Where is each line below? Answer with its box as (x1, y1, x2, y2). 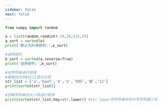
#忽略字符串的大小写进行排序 (5, 93, 55, 98)
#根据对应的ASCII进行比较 (5, 75, 51, 80)
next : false (5, 12, 29, 17)
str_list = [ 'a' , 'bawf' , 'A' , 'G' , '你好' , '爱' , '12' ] (5, 79, 109, 84)
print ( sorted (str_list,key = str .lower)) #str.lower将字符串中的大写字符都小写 (5, 97, 158, 102)
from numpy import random (5, 25, 58, 30)
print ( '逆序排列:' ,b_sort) (5, 61, 57, 66)
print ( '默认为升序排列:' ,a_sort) (5, 43, 68, 48)
